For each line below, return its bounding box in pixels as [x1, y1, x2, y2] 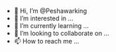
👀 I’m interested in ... [13, 14, 74, 22]
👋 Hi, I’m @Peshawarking [13, 7, 87, 15]
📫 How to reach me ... [13, 37, 79, 45]
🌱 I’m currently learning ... [13, 22, 89, 30]
